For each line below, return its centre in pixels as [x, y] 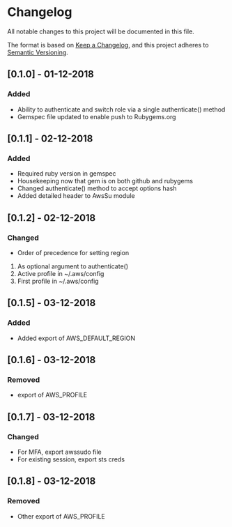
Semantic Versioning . [38, 52]
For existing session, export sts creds [71, 459]
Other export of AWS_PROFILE [61, 516]
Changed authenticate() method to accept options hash [97, 188]
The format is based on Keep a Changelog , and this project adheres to [108, 45]
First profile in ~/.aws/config [58, 281]
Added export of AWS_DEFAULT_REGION [76, 338]
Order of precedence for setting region [73, 253]
